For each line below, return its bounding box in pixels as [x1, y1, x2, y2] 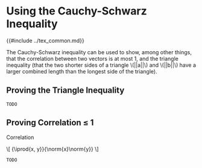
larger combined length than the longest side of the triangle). [6, 67, 158, 75]
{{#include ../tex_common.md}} [6, 37, 84, 44]
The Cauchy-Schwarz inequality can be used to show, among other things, [6, 48, 192, 55]
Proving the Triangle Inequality [6, 86, 125, 96]
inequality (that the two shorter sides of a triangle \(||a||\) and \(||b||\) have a [6, 61, 196, 69]
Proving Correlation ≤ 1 [6, 117, 94, 128]
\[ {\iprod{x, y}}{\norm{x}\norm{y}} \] [6, 145, 99, 152]
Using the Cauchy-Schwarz [6, 4, 147, 18]
